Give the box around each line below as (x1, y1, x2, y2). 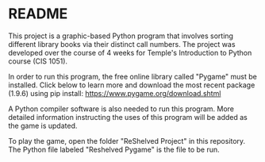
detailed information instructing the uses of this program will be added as (8, 112, 248, 121)
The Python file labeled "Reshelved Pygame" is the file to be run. (8, 145, 220, 154)
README (8, 5, 68, 23)
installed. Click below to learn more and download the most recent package (8, 80, 255, 90)
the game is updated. (8, 121, 78, 130)
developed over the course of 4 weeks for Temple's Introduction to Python (8, 48, 252, 57)
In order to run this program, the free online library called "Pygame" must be (8, 71, 258, 81)
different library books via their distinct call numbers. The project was (8, 39, 236, 48)
